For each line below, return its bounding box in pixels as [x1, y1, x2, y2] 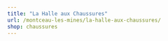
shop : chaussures [7, 23, 58, 30]
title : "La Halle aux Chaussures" [7, 10, 108, 17]
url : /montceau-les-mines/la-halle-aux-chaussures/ [7, 17, 161, 24]
